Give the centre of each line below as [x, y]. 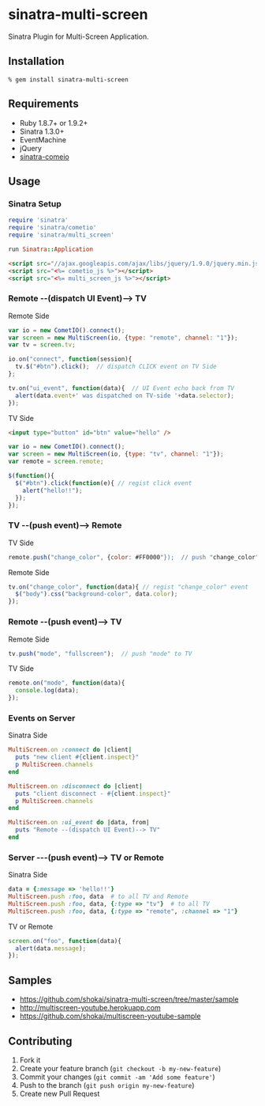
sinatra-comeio [44, 157]
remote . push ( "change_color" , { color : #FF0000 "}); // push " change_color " [134, 557]
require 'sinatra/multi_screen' [61, 235]
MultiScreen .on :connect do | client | [70, 750]
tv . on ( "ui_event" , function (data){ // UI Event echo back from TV [121, 388]
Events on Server [42, 718]
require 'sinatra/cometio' [52, 228]
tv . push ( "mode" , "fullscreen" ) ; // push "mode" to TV [100, 653]
